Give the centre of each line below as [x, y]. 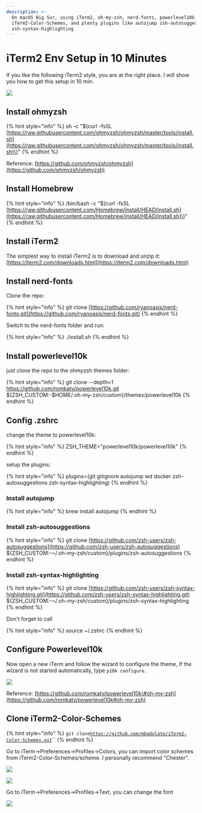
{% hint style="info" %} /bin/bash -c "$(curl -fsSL [68, 203]
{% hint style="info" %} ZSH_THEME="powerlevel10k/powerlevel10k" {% [97, 447]
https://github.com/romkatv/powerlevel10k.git [63, 388]
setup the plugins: [29, 465]
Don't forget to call [29, 618]
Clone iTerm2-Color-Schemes [64, 719]
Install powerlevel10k [47, 356]
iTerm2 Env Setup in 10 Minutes [87, 58]
